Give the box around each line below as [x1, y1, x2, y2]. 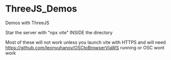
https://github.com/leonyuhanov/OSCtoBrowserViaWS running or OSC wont [5, 44, 165, 50]
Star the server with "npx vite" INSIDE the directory [5, 29, 113, 35]
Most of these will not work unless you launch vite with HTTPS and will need [5, 39, 166, 45]
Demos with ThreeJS [5, 20, 50, 26]
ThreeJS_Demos [5, 3, 78, 15]
